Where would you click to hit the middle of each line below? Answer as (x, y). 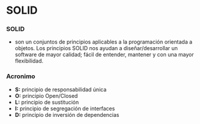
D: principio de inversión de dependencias (67, 114)
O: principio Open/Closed (46, 95)
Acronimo (21, 76)
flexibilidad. (29, 61)
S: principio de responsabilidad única (61, 89)
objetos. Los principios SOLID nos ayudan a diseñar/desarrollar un (96, 48)
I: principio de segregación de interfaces (65, 108)
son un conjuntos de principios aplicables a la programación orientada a (104, 42)
